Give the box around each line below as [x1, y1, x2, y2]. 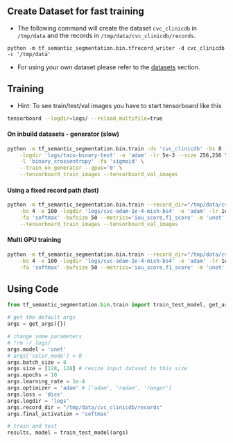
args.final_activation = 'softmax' [7, 410, 110, 417]
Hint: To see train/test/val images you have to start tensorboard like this [17, 101, 222, 110]
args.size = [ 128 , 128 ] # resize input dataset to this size [7, 365, 188, 372]
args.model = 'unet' [7, 346, 67, 353]
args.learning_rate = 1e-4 [7, 378, 85, 385]
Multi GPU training [7, 236, 61, 244]
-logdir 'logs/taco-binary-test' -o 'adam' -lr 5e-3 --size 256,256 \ [19, 152, 228, 159]
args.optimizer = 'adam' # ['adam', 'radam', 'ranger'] [7, 385, 172, 392]
